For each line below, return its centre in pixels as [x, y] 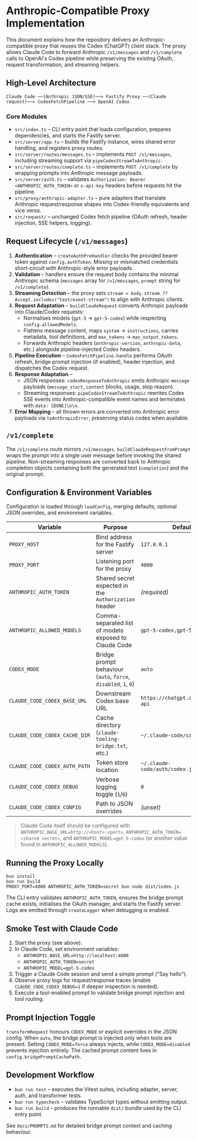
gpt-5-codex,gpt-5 [166, 631]
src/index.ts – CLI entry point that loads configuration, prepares [93, 129]
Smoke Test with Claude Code [62, 929]
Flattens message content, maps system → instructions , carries [101, 330]
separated [110, 623]
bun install [21, 877]
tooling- [108, 739]
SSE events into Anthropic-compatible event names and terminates [104, 399]
